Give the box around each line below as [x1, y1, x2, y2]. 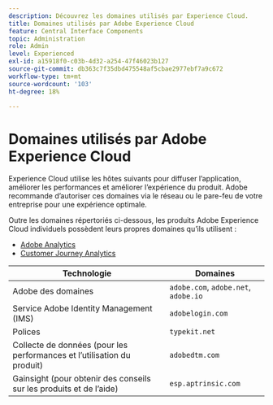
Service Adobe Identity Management [12, 303, 153, 314]
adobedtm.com [169, 351, 220, 360]
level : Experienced [8, 50, 75, 58]
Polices [12, 326, 41, 337]
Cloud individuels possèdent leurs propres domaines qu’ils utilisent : [8, 224, 237, 234]
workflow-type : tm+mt [8, 72, 82, 81]
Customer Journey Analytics [19, 249, 116, 259]
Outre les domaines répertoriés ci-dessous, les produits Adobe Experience [8, 216, 259, 225]
